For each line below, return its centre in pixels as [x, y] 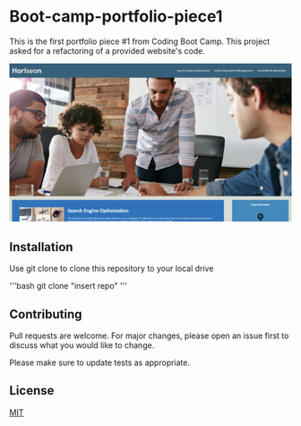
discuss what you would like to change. [82, 345]
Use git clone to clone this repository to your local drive [112, 269]
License [32, 391]
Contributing [46, 314]
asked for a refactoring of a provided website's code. [107, 50]
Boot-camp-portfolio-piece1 [116, 17]
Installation [41, 247]
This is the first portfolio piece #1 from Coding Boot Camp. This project [140, 41]
